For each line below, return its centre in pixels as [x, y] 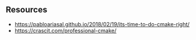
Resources [27, 10]
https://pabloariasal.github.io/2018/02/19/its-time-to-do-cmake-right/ [102, 24]
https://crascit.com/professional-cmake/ [65, 30]
